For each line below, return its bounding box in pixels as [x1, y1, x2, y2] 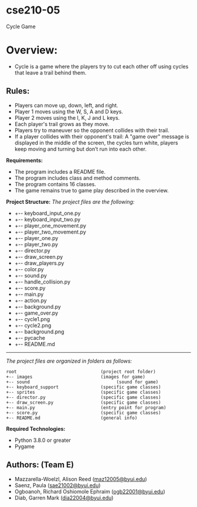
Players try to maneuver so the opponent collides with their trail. [14, 127, 169, 134]
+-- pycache [14, 334, 46, 341]
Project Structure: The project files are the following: [6, 198, 135, 205]
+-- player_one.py [14, 234, 59, 241]
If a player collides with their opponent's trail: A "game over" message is [14, 133, 189, 140]
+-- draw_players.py [14, 259, 64, 266]
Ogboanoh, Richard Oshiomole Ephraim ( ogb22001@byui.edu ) [14, 488, 165, 495]
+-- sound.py [14, 272, 47, 279]
